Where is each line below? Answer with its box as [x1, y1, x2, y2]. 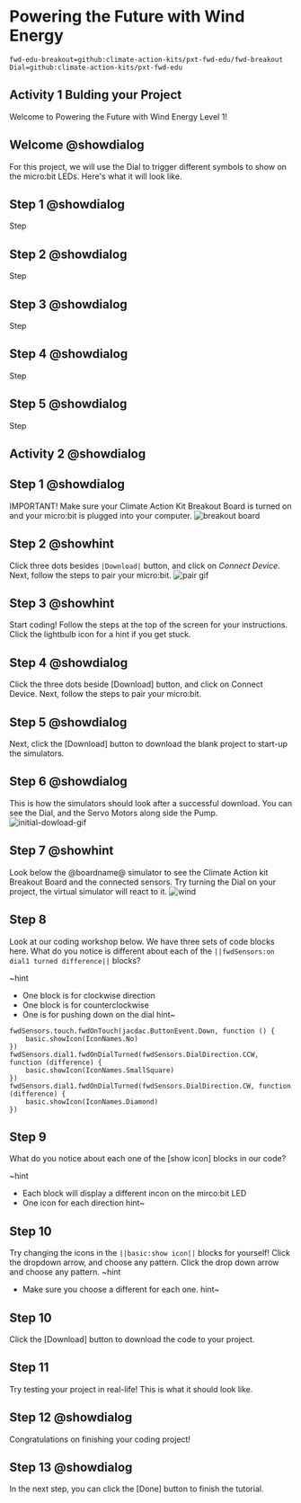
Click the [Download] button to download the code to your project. [9, 1333, 255, 1345]
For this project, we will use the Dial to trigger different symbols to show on [9, 161, 288, 172]
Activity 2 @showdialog [9, 447, 146, 462]
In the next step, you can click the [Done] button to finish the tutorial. [9, 1483, 264, 1494]
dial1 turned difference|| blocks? [9, 955, 141, 965]
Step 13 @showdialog [9, 1459, 133, 1475]
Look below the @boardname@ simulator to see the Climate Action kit [9, 867, 269, 877]
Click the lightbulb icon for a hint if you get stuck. [9, 629, 191, 640]
